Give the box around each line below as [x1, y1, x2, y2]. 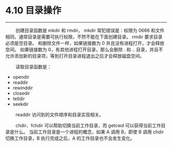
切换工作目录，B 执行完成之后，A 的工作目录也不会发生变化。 [5, 135, 135, 141]
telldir [12, 95, 25, 102]
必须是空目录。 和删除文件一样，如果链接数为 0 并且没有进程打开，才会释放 [5, 40, 165, 46]
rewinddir [12, 85, 33, 91]
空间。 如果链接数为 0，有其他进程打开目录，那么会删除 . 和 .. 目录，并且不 [5, 46, 163, 53]
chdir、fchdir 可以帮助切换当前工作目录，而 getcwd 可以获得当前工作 [15, 122, 161, 128]
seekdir [12, 101, 29, 107]
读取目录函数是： [15, 63, 52, 69]
